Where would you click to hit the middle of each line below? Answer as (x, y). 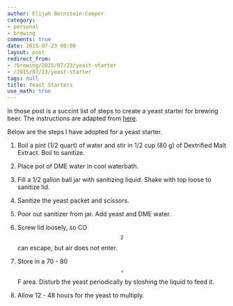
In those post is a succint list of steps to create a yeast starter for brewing (113, 111)
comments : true (29, 40)
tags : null (23, 78)
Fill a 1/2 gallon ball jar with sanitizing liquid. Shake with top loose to (114, 180)
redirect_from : (29, 59)
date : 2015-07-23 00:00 (42, 46)
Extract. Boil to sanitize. (51, 153)
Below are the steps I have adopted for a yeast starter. (85, 132)
